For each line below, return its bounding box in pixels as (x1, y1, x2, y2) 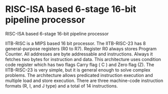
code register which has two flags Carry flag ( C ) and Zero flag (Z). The (5, 61, 154, 67)
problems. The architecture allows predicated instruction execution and (5, 72, 153, 78)
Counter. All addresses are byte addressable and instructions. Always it (5, 51, 153, 57)
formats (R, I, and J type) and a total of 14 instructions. (5, 82, 118, 88)
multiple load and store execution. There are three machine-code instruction (5, 77, 163, 83)
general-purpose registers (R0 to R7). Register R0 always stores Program (5, 45, 157, 51)
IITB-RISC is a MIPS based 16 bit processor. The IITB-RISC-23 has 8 (5, 40, 146, 46)
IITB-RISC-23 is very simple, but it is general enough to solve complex (5, 66, 151, 73)
